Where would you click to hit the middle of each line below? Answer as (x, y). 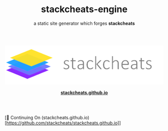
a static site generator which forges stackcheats (84, 23)
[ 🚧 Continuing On (23, 117)
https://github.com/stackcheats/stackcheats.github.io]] (64, 123)
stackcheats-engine (84, 9)
